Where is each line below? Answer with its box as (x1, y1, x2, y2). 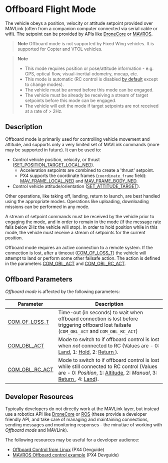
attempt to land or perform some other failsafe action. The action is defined (5, 255, 160, 261)
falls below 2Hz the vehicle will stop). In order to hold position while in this (5, 224, 158, 230)
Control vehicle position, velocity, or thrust (12, 156, 100, 162)
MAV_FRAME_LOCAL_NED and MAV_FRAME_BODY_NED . (19, 177, 138, 184)
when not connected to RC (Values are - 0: (58, 342, 159, 349)
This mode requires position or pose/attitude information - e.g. (24, 65, 154, 71)
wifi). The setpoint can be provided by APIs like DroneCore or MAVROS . (5, 31, 153, 37)
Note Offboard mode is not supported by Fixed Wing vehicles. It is (17, 40, 154, 46)
